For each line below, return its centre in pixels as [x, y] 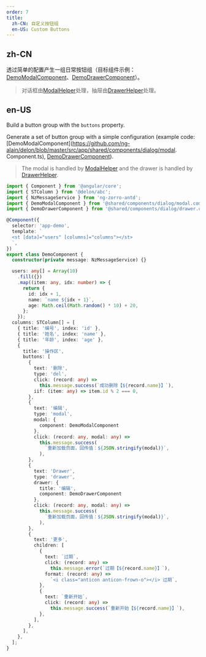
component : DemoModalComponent [79, 425]
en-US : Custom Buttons [41, 29]
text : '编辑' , [51, 408]
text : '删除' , [51, 368]
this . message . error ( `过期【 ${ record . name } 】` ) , [110, 568]
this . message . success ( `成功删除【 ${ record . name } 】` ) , [106, 385]
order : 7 [17, 12]
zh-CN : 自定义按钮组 [35, 23]
